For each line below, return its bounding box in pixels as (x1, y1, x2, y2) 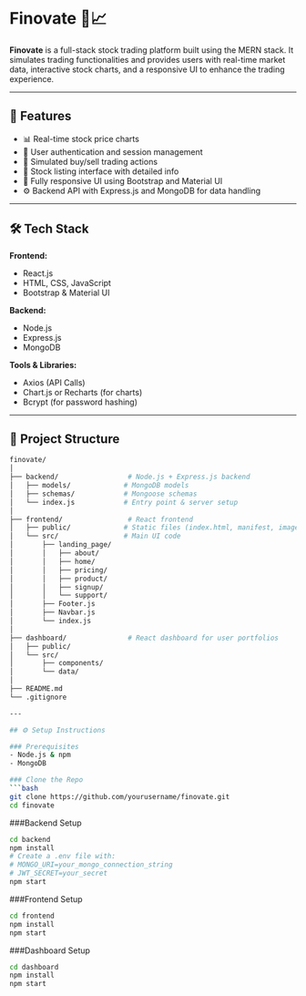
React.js (22, 267, 54, 279)
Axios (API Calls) (22, 376, 86, 388)
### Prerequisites (9, 742, 79, 751)
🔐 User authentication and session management (22, 146, 203, 157)
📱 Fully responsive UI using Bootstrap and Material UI (22, 175, 223, 186)
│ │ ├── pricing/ (9, 565, 107, 575)
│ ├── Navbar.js (9, 608, 96, 617)
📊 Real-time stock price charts (22, 133, 139, 144)
